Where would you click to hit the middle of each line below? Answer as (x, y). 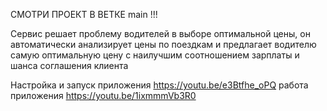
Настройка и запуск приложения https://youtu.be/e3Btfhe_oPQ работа (159, 85)
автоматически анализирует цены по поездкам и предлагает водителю (163, 44)
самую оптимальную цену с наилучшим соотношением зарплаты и (155, 55)
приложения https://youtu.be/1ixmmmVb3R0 (103, 95)
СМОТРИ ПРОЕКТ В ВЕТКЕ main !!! (84, 14)
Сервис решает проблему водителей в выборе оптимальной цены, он (160, 33)
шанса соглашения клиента (69, 65)
